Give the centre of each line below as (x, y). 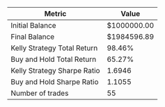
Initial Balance (34, 25)
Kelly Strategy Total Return (54, 48)
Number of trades (40, 93)
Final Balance (33, 36)
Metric (55, 14)
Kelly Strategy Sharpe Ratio (55, 71)
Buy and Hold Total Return (54, 59)
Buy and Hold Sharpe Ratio (55, 82)
